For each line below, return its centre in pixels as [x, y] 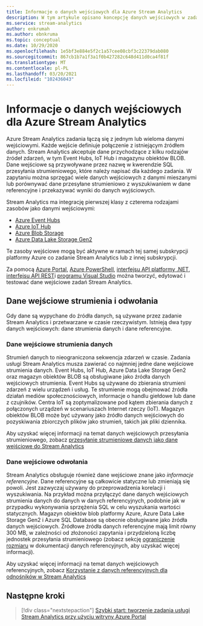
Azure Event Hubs [37, 220]
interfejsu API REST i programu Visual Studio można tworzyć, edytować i [96, 276]
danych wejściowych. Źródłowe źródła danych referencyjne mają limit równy [101, 526]
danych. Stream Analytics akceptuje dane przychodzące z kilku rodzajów [97, 152]
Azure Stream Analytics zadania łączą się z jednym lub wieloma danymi [95, 139]
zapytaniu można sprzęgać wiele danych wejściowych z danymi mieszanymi [101, 178]
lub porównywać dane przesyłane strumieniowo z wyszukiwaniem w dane [99, 184]
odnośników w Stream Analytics [46, 577]
